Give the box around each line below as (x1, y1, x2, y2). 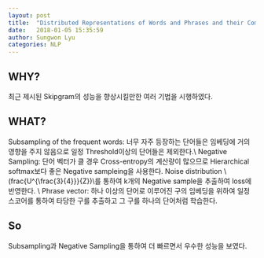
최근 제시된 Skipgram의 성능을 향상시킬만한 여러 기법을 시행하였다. (8, 91, 214, 101)
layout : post (8, 11, 51, 20)
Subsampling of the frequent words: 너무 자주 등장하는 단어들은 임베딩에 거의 (8, 137, 251, 146)
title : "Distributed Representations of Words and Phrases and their (8, 19, 244, 27)
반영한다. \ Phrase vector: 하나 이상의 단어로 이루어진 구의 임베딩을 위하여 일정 (8, 186, 250, 195)
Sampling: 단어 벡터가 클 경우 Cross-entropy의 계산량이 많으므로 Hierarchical (8, 157, 250, 166)
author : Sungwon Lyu (8, 33, 76, 42)
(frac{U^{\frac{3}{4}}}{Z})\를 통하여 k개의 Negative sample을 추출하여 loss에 (8, 176, 252, 186)
